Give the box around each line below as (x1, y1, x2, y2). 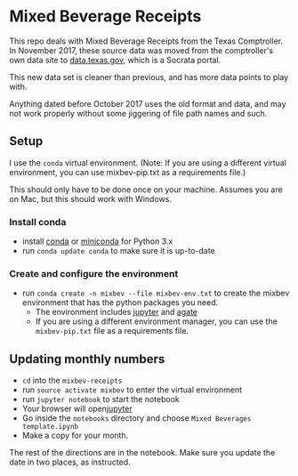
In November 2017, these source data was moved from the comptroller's (9, 44, 274, 55)
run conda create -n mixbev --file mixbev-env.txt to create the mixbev (21, 287, 290, 299)
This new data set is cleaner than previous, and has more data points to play (9, 71, 289, 82)
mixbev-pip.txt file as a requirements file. (35, 326, 189, 336)
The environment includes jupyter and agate (35, 307, 198, 318)
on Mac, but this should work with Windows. (9, 193, 172, 204)
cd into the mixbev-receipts (21, 375, 123, 386)
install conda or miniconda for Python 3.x (21, 236, 173, 246)
